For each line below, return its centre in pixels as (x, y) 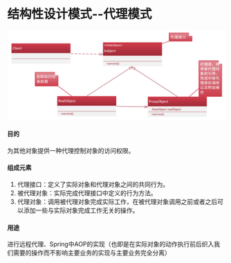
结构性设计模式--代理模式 (80, 14)
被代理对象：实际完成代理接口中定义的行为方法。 (87, 193)
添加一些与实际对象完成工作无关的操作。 (81, 210)
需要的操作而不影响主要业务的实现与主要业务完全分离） (92, 253)
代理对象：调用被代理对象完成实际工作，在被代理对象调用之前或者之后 (117, 202)
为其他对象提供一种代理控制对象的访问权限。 (71, 150)
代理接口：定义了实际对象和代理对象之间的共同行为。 (93, 185)
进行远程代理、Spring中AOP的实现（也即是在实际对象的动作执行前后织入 (111, 244)
